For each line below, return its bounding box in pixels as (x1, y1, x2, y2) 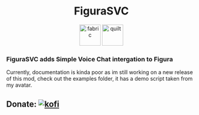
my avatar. (6, 81, 33, 89)
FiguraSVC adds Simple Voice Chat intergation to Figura (6, 55, 173, 63)
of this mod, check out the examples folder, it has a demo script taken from (6, 75, 193, 82)
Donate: (6, 99, 37, 109)
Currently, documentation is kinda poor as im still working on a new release (6, 69, 193, 76)
